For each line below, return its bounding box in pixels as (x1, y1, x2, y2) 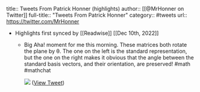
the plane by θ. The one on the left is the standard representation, (23, 48, 187, 55)
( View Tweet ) (31, 79, 65, 86)
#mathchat (23, 67, 51, 74)
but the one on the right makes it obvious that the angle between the (23, 54, 194, 61)
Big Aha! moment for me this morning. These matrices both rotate (23, 41, 187, 48)
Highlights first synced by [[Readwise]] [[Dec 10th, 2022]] (14, 29, 159, 37)
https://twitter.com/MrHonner (6, 18, 80, 25)
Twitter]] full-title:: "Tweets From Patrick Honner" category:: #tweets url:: (6, 11, 188, 19)
